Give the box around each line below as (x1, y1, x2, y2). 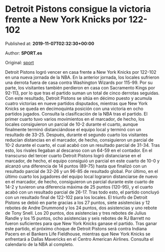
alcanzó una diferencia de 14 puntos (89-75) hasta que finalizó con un (5, 163, 147, 169)
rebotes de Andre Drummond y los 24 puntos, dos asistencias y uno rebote (5, 205, 157, 211)
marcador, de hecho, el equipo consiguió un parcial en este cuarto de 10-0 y (5, 158, 160, 164)
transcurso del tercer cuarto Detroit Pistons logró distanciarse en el (5, 152, 141, 158)
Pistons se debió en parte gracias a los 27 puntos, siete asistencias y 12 (5, 199, 150, 205)
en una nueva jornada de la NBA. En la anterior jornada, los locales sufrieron (5, 74, 160, 80)
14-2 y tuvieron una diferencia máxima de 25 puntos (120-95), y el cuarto (5, 184, 153, 190)
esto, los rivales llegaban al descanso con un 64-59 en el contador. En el (5, 147, 153, 153)
